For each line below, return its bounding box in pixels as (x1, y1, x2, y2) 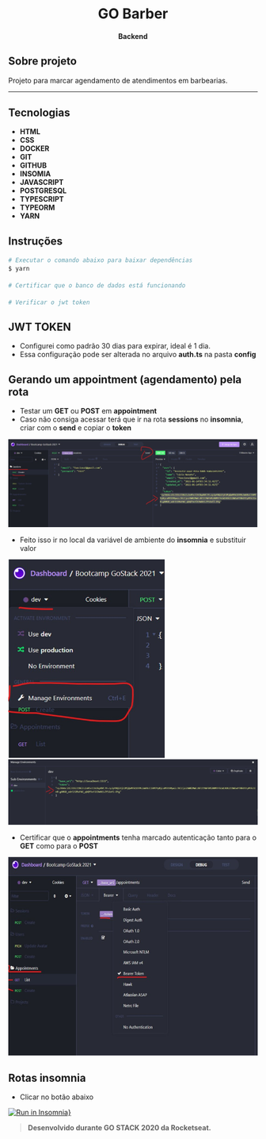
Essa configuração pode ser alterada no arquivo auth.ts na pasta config (19, 350, 256, 360)
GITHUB (19, 160, 47, 171)
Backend (118, 31, 148, 40)
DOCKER (19, 144, 50, 153)
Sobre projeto (8, 55, 78, 68)
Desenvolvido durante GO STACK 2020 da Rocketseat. (27, 1122, 211, 1132)
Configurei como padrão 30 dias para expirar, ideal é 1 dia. (19, 341, 211, 351)
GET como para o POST (19, 841, 99, 851)
